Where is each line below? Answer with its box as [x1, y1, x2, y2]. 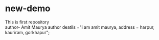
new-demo [5, 3, 50, 14]
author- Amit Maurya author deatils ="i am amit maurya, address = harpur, [5, 24, 155, 30]
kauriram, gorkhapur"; [5, 29, 50, 35]
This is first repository [5, 19, 49, 25]
